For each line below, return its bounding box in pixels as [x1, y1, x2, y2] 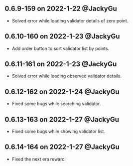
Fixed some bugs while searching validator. [11, 101, 101, 107]
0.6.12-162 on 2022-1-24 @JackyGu [4, 87, 120, 96]
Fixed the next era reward [11, 156, 65, 162]
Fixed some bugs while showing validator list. [11, 129, 106, 135]
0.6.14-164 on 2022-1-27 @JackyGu [4, 143, 120, 152]
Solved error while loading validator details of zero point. [11, 17, 129, 23]
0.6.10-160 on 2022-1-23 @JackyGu [4, 32, 120, 41]
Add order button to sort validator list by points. [11, 45, 110, 51]
